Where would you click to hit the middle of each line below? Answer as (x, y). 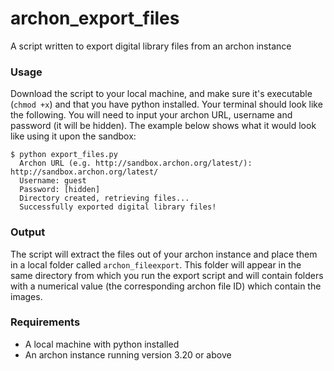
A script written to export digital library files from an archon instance (151, 46)
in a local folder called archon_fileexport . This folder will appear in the (156, 264)
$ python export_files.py (64, 155)
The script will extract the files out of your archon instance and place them (164, 254)
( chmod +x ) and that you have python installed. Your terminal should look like (166, 104)
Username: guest (53, 181)
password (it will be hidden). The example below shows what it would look (163, 126)
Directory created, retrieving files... (104, 198)
